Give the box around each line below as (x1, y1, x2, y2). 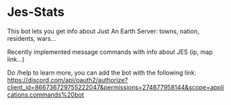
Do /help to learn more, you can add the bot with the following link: (7, 68, 197, 77)
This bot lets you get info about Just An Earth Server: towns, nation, (7, 27, 200, 35)
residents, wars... (7, 34, 57, 42)
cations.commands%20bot (7, 90, 84, 99)
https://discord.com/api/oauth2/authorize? (7, 75, 128, 84)
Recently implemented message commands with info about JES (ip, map (7, 48, 213, 56)
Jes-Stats (7, 4, 65, 20)
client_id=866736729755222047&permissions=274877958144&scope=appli (7, 83, 224, 91)
